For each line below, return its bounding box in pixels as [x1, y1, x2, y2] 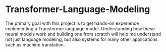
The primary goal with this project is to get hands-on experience [5, 20, 139, 26]
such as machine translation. [5, 41, 65, 47]
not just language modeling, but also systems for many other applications [5, 36, 158, 42]
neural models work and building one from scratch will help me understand [5, 31, 161, 37]
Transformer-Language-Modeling [5, 4, 150, 15]
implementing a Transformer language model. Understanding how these [5, 25, 155, 31]
